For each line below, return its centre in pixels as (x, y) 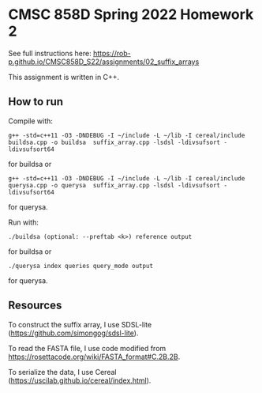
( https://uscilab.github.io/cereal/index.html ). (80, 380)
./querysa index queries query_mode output (81, 266)
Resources (35, 306)
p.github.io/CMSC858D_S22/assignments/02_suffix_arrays (104, 62)
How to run (36, 102)
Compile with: (31, 121)
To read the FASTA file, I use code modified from (87, 348)
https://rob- (112, 53)
